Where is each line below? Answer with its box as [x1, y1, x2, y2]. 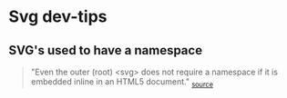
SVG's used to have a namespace [8, 43, 202, 58]
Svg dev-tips [8, 6, 108, 27]
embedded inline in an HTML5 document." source [30, 76, 214, 89]
